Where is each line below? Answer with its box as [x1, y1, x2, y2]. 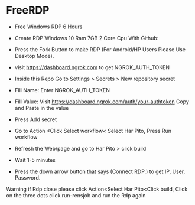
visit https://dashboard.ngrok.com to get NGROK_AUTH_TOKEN [14, 63, 170, 71]
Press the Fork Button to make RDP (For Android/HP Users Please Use [14, 45, 186, 53]
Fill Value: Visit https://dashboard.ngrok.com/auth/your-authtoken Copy [14, 98, 189, 105]
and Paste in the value [14, 104, 69, 111]
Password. [14, 174, 41, 181]
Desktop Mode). [14, 52, 54, 59]
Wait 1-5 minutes [14, 156, 56, 163]
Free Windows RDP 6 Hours [14, 23, 83, 30]
